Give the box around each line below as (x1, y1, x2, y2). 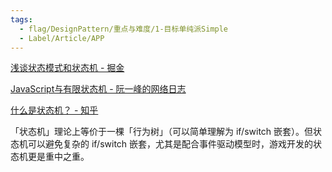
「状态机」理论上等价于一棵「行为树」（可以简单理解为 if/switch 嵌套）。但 (10, 126, 314, 138)
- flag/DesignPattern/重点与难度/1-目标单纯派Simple (19, 24, 229, 34)
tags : (10, 14, 33, 25)
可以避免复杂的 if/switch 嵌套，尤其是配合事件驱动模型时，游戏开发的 (27, 138, 314, 150)
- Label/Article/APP (19, 33, 105, 43)
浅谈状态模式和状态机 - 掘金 (10, 62, 125, 74)
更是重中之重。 (27, 151, 90, 163)
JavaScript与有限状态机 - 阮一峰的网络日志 (10, 83, 187, 95)
